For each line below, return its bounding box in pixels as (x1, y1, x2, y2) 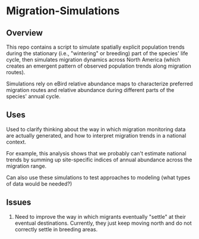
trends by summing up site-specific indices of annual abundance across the (6, 156, 192, 163)
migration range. (6, 162, 47, 170)
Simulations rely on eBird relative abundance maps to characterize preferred (6, 80, 193, 87)
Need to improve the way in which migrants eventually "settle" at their (14, 213, 186, 220)
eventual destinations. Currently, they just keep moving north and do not (14, 219, 192, 227)
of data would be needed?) (6, 180, 72, 187)
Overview (6, 28, 43, 38)
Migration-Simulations (6, 4, 120, 18)
